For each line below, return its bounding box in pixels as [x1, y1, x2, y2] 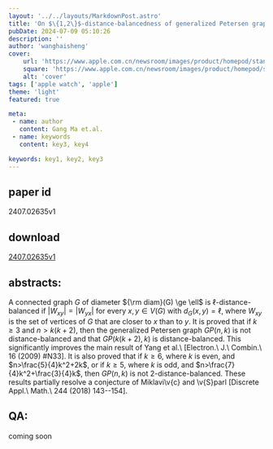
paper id [8, 185, 51, 199]
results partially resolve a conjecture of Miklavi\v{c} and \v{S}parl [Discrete [8, 376, 260, 387]
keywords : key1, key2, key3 [8, 155, 104, 163]
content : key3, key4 [19, 140, 89, 148]
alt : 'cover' [23, 73, 67, 81]
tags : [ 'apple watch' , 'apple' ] [8, 80, 118, 88]
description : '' [8, 34, 63, 43]
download [8, 230, 60, 244]
